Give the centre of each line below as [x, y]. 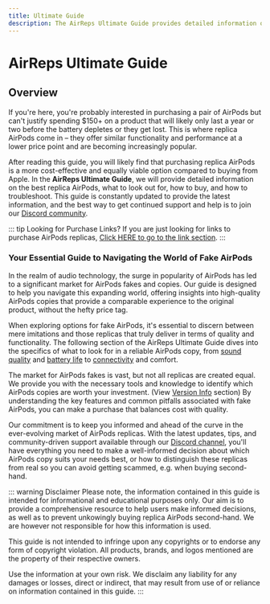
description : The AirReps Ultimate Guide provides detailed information [133, 23]
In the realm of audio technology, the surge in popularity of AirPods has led [133, 275]
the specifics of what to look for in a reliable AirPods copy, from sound [125, 351]
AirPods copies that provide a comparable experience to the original [121, 301]
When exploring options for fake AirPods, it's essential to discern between [131, 325]
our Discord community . [48, 213]
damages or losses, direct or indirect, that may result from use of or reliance [134, 582]
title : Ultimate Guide [46, 16]
